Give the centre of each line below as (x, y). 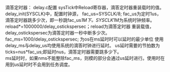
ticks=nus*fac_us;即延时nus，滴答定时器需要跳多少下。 (63, 52)
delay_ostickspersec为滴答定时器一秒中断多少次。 (58, 33)
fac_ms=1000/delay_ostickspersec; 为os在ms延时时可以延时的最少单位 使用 (84, 39)
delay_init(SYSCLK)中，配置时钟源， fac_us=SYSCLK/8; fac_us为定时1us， (83, 14)
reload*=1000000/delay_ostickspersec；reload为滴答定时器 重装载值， (80, 26)
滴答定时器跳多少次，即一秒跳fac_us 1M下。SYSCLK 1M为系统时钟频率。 (80, 20)
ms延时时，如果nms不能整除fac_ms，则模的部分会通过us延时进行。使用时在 (85, 58)
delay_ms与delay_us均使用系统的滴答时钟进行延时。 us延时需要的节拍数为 (83, 45)
